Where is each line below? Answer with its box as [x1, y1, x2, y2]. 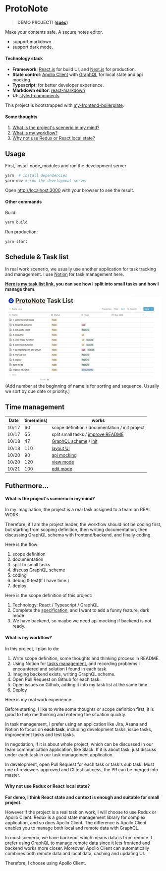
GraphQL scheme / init [52, 438, 98, 444]
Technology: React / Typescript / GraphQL [12, 602, 99, 608]
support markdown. [12, 38, 53, 45]
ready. [12, 623, 26, 629]
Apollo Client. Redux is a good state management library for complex [5, 814, 146, 820]
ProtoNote [5, 3, 49, 14]
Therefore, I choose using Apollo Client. [5, 860, 86, 866]
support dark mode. [12, 44, 53, 50]
